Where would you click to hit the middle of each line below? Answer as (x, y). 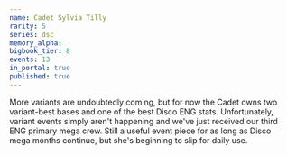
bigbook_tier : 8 (40, 51)
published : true (40, 77)
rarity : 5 (28, 26)
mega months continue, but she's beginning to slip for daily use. (129, 140)
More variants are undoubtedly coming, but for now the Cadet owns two (143, 102)
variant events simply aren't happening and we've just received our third (143, 121)
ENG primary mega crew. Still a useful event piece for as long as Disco (140, 131)
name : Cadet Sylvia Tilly (58, 18)
